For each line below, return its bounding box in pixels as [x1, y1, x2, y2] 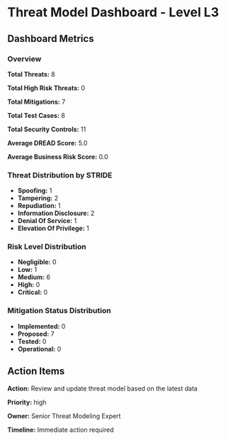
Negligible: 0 [17, 258, 57, 266]
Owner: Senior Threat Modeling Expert [7, 411, 121, 420]
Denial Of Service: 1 [17, 217, 77, 225]
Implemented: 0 [17, 322, 66, 330]
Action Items [7, 365, 65, 377]
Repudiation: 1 [17, 202, 61, 210]
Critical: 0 [17, 288, 48, 297]
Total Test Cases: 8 [7, 111, 65, 119]
